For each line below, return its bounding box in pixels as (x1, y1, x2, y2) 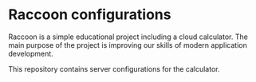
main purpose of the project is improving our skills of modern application (8, 40, 247, 49)
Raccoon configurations (8, 6, 171, 24)
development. (8, 49, 53, 58)
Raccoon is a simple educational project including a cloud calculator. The (8, 32, 249, 41)
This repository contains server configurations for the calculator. (8, 64, 220, 73)
